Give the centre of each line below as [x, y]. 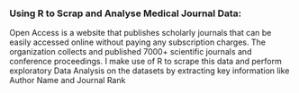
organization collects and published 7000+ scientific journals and [131, 52]
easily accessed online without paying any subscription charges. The [137, 42]
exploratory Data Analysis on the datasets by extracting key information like [149, 71]
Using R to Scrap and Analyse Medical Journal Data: [125, 13]
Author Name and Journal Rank [68, 80]
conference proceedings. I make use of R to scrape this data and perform [145, 62]
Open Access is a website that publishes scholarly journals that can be [140, 33]
